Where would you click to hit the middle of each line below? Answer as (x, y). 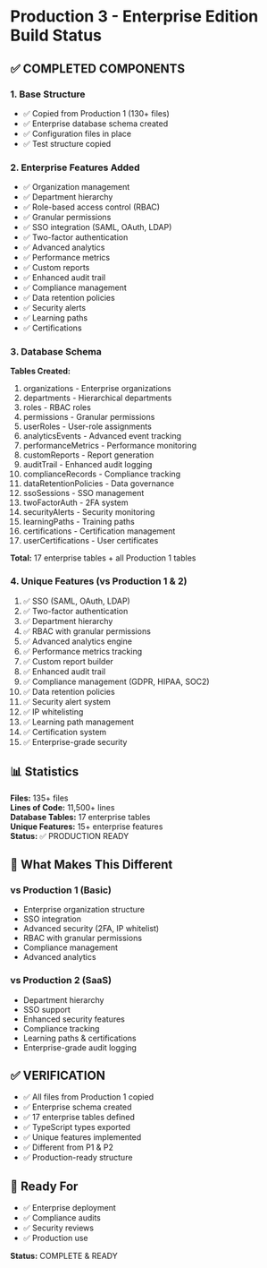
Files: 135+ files (39, 798)
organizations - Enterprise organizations (97, 389)
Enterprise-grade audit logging (80, 1047)
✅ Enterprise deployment (70, 1208)
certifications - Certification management (99, 531)
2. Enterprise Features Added (75, 167)
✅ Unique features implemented (82, 1137)
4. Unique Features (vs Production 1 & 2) (99, 581)
